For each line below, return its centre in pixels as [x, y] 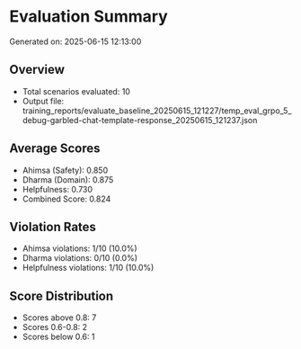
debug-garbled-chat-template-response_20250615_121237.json [140, 120]
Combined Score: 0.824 [66, 199]
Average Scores [55, 149]
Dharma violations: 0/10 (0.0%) [80, 258]
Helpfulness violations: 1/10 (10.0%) [88, 268]
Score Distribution [62, 295]
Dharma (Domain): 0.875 [68, 179]
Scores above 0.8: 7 [59, 318]
